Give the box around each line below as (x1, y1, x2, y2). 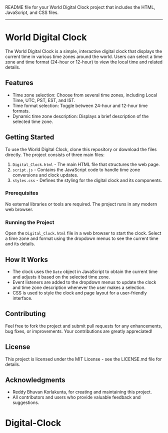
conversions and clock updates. (12, 172, 78, 178)
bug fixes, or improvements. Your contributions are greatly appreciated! (5, 328, 152, 334)
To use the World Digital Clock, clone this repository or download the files (5, 146, 157, 152)
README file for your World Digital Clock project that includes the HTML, (5, 4, 155, 10)
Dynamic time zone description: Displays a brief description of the (12, 113, 149, 119)
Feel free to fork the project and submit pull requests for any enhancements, (5, 322, 162, 329)
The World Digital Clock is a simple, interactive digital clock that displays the (5, 48, 162, 54)
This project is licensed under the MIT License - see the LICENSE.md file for (5, 356, 162, 362)
